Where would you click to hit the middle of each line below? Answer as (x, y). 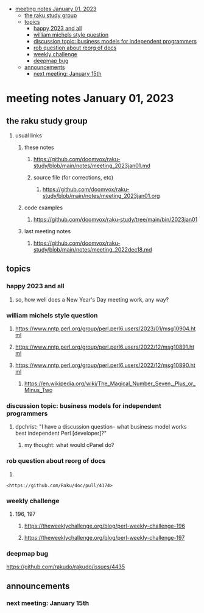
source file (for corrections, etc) (73, 177)
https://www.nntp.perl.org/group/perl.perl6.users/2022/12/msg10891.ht (105, 347)
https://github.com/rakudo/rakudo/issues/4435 (66, 567)
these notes (39, 147)
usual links (29, 136)
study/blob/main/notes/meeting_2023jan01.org (101, 196)
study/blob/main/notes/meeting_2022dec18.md (93, 249)
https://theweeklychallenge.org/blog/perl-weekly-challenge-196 (105, 526)
